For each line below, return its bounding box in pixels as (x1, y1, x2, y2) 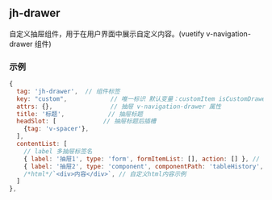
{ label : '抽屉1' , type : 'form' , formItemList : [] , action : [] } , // (23, 155, 261, 163)
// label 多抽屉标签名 (23, 147, 93, 156)
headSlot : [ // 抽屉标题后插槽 (16, 117, 157, 126)
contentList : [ (16, 140, 68, 148)
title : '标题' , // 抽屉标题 (16, 110, 144, 118)
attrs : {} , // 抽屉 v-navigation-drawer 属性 (16, 102, 221, 110)
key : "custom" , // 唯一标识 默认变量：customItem (16, 94, 216, 103)
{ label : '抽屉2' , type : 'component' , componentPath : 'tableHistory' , (23, 162, 264, 170)
